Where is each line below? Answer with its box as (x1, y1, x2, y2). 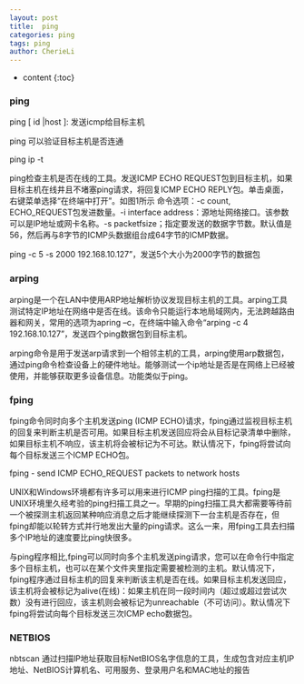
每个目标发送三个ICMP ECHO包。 (9, 449, 134, 460)
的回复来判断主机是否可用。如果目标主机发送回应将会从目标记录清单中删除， (9, 427, 296, 438)
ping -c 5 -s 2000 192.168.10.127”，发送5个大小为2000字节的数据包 (9, 249, 261, 260)
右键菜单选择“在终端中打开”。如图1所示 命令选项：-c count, (9, 196, 231, 206)
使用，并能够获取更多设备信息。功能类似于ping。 (9, 370, 193, 381)
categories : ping (9, 30, 75, 39)
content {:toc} (22, 72, 75, 83)
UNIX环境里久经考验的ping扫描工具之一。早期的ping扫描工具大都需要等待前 (9, 498, 292, 509)
